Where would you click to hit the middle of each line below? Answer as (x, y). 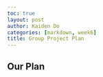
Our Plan (26, 66)
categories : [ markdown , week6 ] (52, 32)
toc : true (21, 13)
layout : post (26, 20)
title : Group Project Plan (46, 39)
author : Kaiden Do (33, 26)
